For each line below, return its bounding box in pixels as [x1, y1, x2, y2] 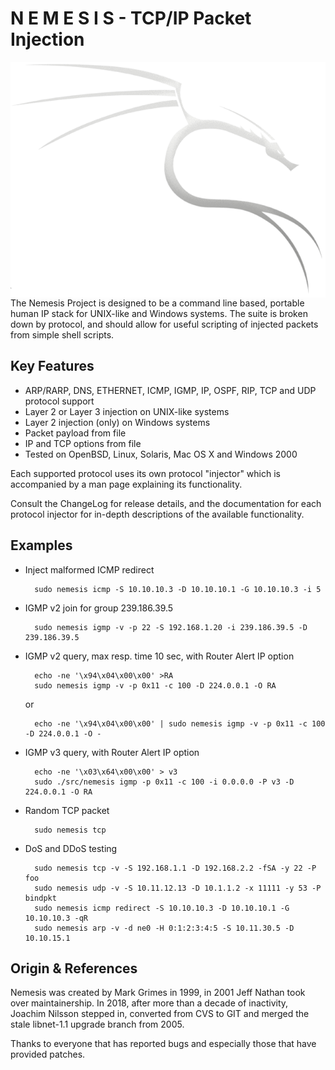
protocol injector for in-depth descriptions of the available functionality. [10, 508, 305, 520]
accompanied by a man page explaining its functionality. [10, 478, 243, 490]
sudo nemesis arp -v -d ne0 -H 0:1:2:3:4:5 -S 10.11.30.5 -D [34, 923, 295, 933]
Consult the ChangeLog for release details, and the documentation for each [10, 497, 322, 509]
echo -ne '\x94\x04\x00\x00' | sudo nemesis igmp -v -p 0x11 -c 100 [34, 718, 326, 729]
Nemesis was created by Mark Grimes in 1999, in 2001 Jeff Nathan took [10, 987, 306, 999]
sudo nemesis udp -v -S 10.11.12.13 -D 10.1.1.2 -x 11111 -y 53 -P [34, 883, 322, 893]
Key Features [10, 358, 95, 375]
